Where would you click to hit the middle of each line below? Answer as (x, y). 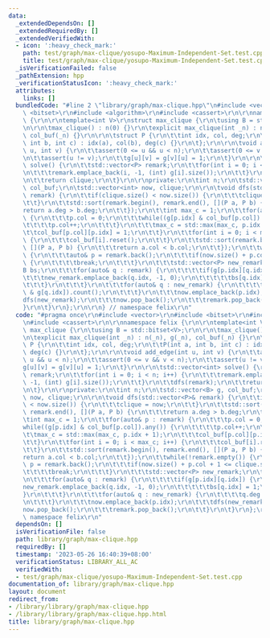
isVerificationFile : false (61, 532)
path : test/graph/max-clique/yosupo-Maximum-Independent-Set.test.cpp (143, 53)
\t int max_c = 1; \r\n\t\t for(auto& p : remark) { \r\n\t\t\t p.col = (138, 420)
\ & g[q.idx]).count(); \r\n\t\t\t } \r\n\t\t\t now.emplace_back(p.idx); (143, 293)
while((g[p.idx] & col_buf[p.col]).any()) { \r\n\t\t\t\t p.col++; (135, 427)
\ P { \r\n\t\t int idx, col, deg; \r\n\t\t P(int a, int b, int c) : (136, 345)
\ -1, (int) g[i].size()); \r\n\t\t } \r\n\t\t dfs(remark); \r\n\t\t (135, 382)
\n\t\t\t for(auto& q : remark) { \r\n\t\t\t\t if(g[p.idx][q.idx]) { (138, 480)
